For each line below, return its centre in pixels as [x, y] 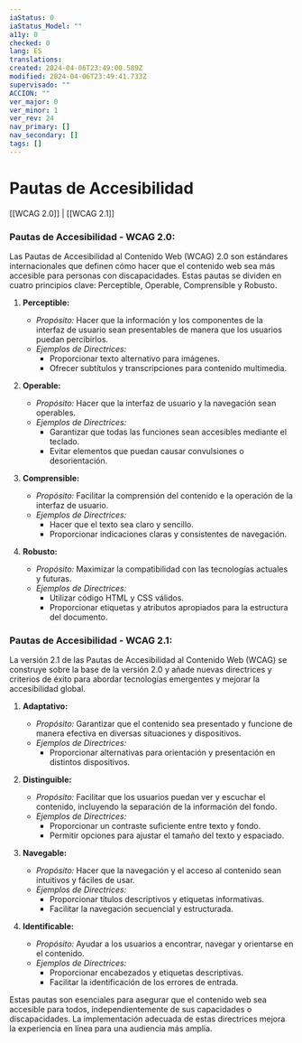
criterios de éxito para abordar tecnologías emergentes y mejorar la [134, 679]
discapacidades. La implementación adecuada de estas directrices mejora [147, 1019]
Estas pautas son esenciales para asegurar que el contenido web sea [138, 1000]
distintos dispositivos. [90, 762]
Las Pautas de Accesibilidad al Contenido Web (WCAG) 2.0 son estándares [149, 256]
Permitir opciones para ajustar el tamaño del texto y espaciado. [167, 835]
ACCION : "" [30, 93]
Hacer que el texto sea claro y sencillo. [121, 524]
